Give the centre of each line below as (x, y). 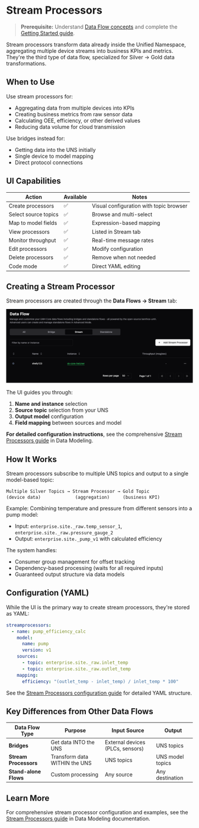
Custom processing (75, 775)
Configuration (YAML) (48, 593)
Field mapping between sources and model (68, 423)
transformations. (26, 63)
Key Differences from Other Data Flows (80, 711)
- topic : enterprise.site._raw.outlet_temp (76, 669)
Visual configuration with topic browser (139, 206)
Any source (119, 775)
